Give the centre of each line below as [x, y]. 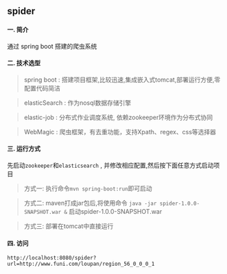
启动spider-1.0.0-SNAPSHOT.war [115, 211]
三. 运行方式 [24, 149]
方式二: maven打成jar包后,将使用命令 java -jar [90, 203]
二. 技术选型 [24, 63]
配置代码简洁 [42, 88]
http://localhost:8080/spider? [52, 258]
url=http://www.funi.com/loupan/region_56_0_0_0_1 [81, 264]
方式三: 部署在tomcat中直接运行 [69, 226]
